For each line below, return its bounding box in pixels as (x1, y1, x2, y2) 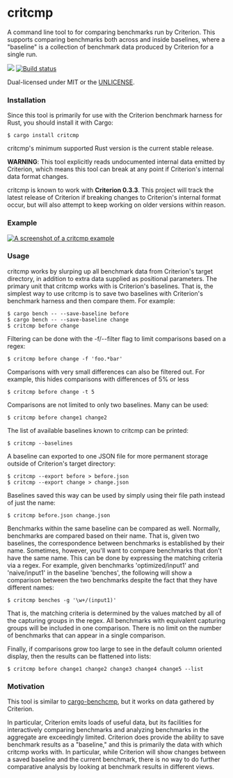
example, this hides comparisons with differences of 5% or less (7, 374, 189, 383)
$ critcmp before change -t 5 (7, 388, 95, 395)
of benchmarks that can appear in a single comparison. (7, 631, 166, 640)
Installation (7, 95, 47, 105)
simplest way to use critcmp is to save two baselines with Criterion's (7, 289, 204, 297)
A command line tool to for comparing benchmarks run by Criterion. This (7, 28, 216, 36)
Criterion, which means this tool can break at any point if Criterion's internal (7, 165, 224, 173)
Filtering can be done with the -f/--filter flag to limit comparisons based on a (7, 334, 226, 342)
